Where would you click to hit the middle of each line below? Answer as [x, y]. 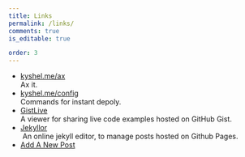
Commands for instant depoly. [71, 102]
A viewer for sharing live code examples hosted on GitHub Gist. [126, 119]
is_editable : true [39, 38]
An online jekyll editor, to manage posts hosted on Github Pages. [130, 136]
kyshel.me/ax [43, 76]
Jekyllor [34, 128]
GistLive [34, 111]
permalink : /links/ [41, 23]
